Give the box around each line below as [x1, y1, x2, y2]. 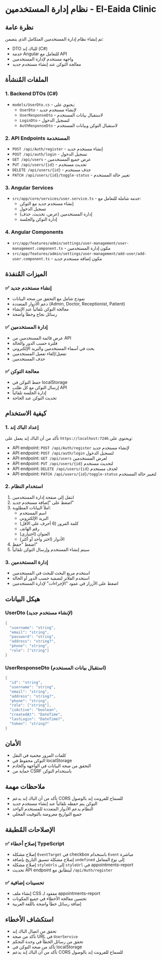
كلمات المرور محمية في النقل [12, 752, 66, 758]
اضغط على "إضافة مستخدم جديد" [12, 499, 74, 505]
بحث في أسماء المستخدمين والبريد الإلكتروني [12, 345, 95, 351]
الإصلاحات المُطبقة [5, 825, 55, 834]
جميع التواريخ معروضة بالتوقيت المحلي [12, 811, 82, 817]
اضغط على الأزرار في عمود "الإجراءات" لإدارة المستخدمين [12, 581, 119, 587]
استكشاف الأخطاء [5, 915, 54, 924]
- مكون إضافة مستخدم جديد [51, 255, 102, 261]
